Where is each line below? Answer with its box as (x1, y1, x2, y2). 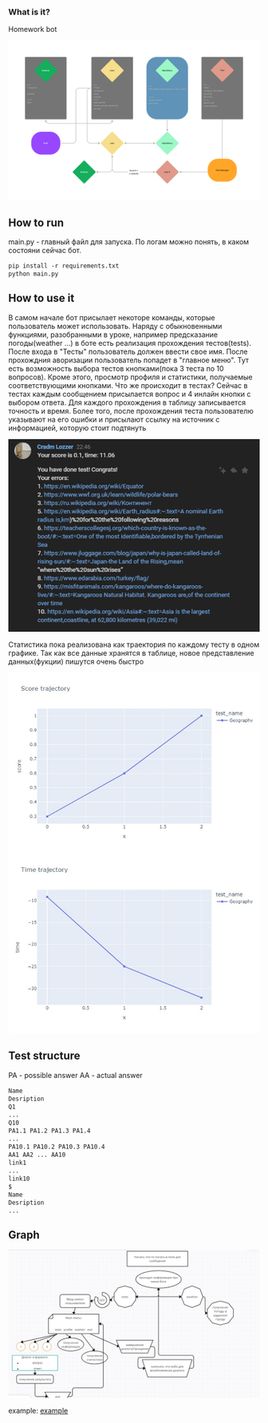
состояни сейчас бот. (8, 246, 81, 256)
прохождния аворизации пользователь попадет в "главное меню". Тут (8, 355, 250, 365)
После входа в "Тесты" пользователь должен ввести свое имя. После (8, 347, 249, 356)
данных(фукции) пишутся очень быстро (8, 656, 144, 666)
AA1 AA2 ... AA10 (8, 1151, 66, 1159)
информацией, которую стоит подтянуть (8, 422, 147, 433)
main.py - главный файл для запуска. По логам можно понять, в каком (8, 237, 250, 247)
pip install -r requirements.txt (8, 262, 120, 270)
